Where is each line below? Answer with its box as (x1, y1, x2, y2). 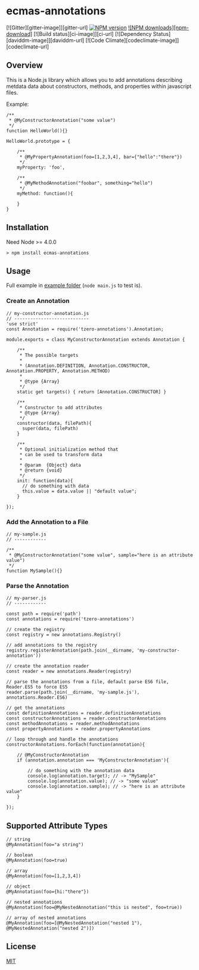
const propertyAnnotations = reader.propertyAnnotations (6, 726, 151, 732)
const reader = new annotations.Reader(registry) (6, 668, 132, 675)
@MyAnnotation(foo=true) (6, 858, 68, 864)
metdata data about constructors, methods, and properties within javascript (6, 82, 192, 90)
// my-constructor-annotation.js (6, 310, 89, 316)
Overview (6, 60, 43, 71)
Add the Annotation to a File (6, 518, 89, 526)
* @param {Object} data (19, 462, 82, 468)
